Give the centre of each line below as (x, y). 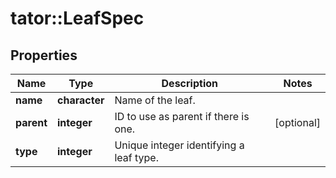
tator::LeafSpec (77, 18)
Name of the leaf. (155, 100)
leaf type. (136, 157)
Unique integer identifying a (179, 145)
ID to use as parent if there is (182, 116)
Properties (44, 55)
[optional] (297, 122)
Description (189, 83)
